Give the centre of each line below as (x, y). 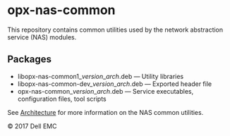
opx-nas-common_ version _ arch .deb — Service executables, (105, 91)
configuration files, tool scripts (62, 99)
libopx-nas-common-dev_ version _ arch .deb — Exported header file (115, 84)
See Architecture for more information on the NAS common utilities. (105, 112)
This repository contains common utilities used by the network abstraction (115, 30)
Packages (29, 60)
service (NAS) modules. (42, 37)
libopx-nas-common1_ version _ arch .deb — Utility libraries (101, 76)
